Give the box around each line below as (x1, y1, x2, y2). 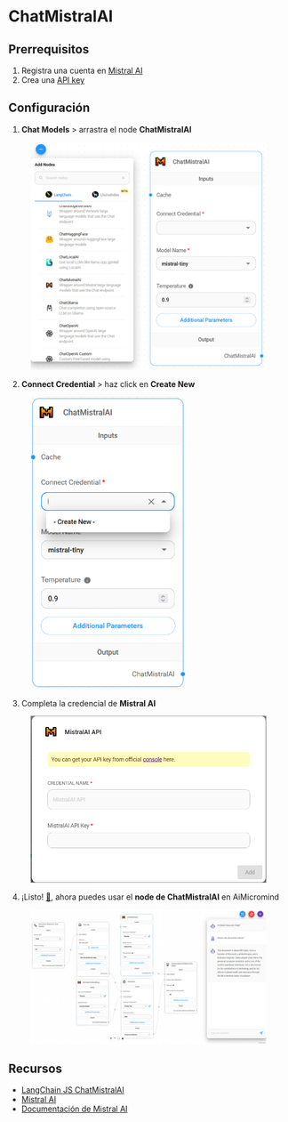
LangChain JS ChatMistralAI (20, 1085, 125, 1095)
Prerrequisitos (8, 42, 90, 57)
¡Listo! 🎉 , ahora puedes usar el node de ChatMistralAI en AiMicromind (20, 892, 280, 902)
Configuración (8, 101, 91, 116)
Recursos (8, 1061, 63, 1076)
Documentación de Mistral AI (20, 1103, 128, 1114)
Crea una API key (20, 75, 85, 85)
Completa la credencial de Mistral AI (20, 698, 156, 708)
